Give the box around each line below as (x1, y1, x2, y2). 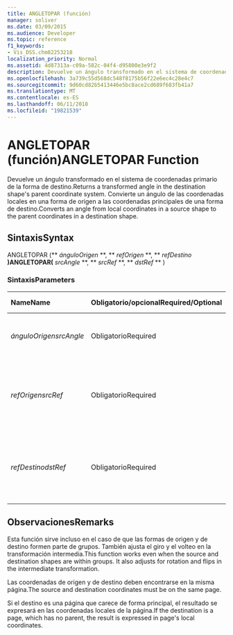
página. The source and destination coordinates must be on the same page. (7, 585, 222, 593)
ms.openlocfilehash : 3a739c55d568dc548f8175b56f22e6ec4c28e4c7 (7, 74, 194, 82)
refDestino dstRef (10, 462, 67, 472)
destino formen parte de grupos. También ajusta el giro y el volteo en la (7, 542, 212, 550)
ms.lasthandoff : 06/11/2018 (7, 101, 89, 108)
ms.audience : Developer (7, 29, 76, 37)
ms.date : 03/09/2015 (7, 23, 67, 30)
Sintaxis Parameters (7, 275, 75, 285)
